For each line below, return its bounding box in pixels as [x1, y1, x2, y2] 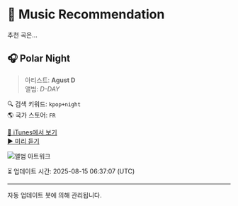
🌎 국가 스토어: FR [7, 110, 56, 119]
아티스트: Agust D [24, 76, 76, 84]
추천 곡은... [7, 30, 38, 39]
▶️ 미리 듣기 [7, 137, 40, 145]
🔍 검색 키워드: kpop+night [7, 99, 81, 108]
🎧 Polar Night [7, 52, 71, 64]
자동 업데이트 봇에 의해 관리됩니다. [7, 190, 102, 199]
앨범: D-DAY [24, 84, 60, 93]
